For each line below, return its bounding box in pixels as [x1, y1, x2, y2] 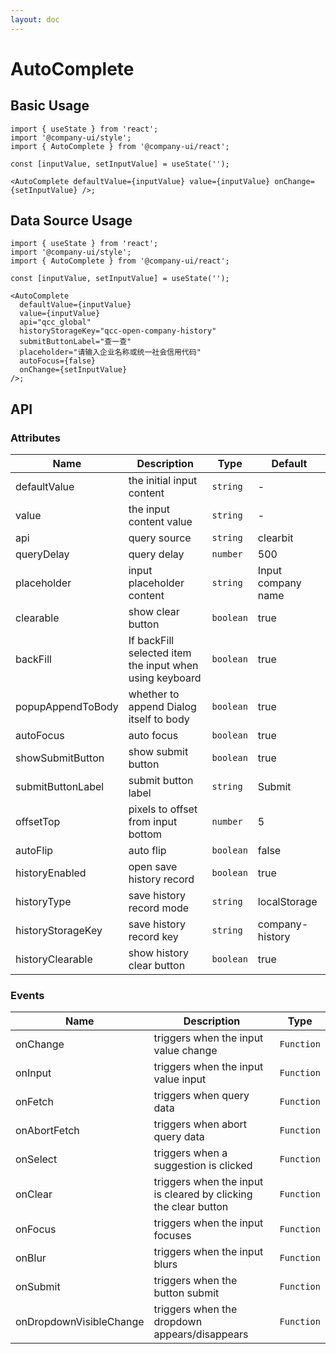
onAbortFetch [15, 1124, 80, 1138]
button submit [153, 1286, 220, 1300]
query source [128, 531, 192, 545]
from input [128, 815, 178, 829]
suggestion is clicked [153, 1159, 253, 1173]
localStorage [257, 895, 318, 909]
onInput [15, 1066, 52, 1080]
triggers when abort [153, 1117, 248, 1131]
